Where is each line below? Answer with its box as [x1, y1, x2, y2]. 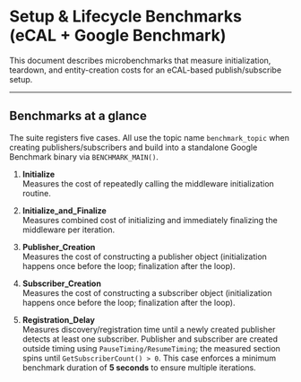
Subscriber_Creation [21, 278, 101, 289]
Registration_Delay [21, 314, 96, 325]
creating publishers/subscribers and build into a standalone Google [9, 142, 258, 152]
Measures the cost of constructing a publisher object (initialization [21, 251, 267, 262]
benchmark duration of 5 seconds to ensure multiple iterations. [21, 361, 257, 373]
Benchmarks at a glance [9, 109, 148, 124]
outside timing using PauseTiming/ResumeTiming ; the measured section [21, 343, 280, 353]
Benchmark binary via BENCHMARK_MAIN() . [9, 151, 159, 162]
